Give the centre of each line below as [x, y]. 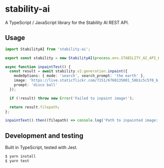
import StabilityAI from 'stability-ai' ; [48, 49]
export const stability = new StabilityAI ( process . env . [63, 58]
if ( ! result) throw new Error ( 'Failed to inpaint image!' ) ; [72, 98]
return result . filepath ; [35, 107]
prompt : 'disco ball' [36, 85]
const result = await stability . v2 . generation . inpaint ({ [69, 71]
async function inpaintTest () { [38, 67]
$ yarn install [20, 157]
